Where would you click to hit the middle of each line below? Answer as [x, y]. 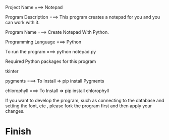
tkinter [12, 71]
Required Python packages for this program [51, 61]
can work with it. [22, 22]
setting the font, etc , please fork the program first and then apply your [79, 106]
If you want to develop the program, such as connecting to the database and [85, 100]
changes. [15, 111]
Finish [18, 132]
